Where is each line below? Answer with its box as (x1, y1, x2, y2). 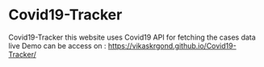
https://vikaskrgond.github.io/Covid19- (107, 40, 237, 50)
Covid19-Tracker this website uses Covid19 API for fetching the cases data (8, 32, 256, 42)
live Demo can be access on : (8, 40, 107, 50)
